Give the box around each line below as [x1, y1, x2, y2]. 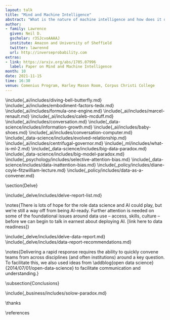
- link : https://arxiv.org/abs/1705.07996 [5, 59, 96, 65]
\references [5, 309, 30, 315]
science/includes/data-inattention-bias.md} [5, 162, 96, 168]
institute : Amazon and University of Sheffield [10, 41, 112, 46]
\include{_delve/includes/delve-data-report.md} [5, 233, 105, 239]
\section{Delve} [5, 182, 38, 188]
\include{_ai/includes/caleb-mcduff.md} [30, 113, 114, 119]
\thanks [5, 300, 21, 306]
